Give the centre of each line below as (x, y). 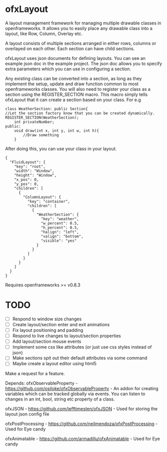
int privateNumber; (34, 122)
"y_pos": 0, (26, 184)
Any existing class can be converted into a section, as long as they (74, 78)
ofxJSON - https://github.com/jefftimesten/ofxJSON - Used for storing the (82, 409)
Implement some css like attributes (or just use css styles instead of (82, 347)
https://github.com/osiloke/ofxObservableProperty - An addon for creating (82, 389)
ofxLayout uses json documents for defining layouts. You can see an (76, 58)
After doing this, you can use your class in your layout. (61, 149)
